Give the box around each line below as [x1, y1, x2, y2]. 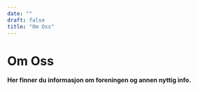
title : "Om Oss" [7, 23, 54, 30]
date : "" [7, 10, 33, 17]
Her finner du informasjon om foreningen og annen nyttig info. [7, 76, 192, 84]
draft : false [7, 17, 45, 24]
